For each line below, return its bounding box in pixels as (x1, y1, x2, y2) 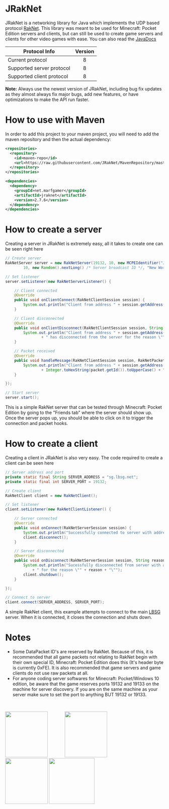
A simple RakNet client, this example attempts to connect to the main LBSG (5, 609, 161, 615)
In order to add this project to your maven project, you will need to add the (5, 131, 159, 137)
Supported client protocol (8, 73, 68, 80)
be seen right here (5, 246, 44, 252)
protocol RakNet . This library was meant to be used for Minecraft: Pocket (5, 25, 157, 31)
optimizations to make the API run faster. (5, 97, 90, 103)
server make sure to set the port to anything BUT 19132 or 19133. (12, 692, 147, 698)
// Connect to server (5, 595, 51, 600)
